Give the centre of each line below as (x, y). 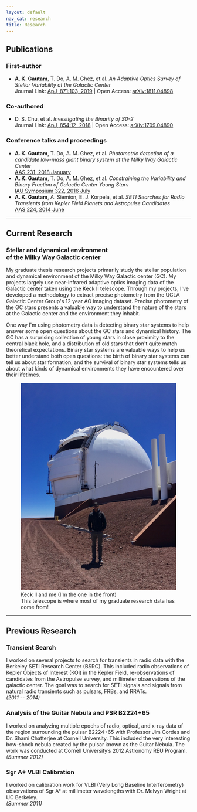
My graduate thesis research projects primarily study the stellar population (96, 270)
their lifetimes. (23, 375)
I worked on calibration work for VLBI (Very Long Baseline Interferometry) (95, 784)
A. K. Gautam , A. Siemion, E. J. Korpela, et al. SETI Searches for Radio (99, 197)
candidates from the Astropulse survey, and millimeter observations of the (96, 679)
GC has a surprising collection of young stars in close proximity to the (90, 338)
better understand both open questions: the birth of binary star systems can (98, 356)
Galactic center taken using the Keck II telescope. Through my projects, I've (98, 289)
